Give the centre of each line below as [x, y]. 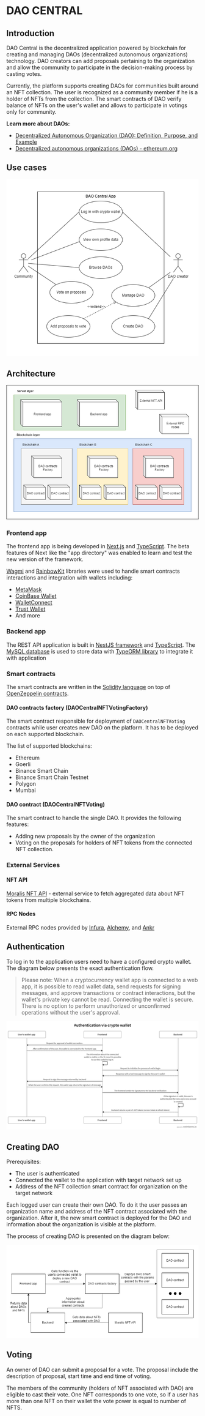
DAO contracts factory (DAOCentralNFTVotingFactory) [77, 707]
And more [28, 616]
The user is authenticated [47, 1173]
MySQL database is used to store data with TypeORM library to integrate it [100, 651]
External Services [33, 865]
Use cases [27, 168]
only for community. [31, 112]
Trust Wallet [30, 609]
